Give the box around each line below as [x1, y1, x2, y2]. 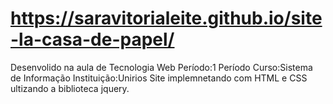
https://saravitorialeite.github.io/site [10, 7, 323, 30]
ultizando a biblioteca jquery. [10, 82, 130, 94]
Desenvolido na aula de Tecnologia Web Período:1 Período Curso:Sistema [10, 61, 313, 73]
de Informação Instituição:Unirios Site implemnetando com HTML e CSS [10, 72, 308, 84]
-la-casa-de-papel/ [10, 28, 175, 51]
